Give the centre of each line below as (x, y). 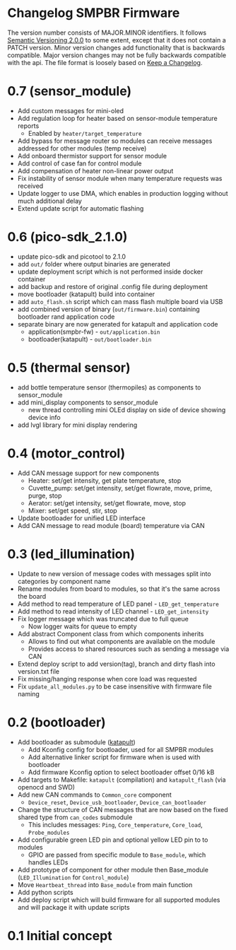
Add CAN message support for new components (88, 473)
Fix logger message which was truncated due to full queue (103, 618)
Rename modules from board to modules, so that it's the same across (119, 589)
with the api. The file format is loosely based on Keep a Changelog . (105, 62)
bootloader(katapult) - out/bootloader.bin (90, 339)
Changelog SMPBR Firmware (94, 13)
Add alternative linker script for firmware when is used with (114, 757)
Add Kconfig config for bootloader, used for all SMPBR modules (121, 749)
